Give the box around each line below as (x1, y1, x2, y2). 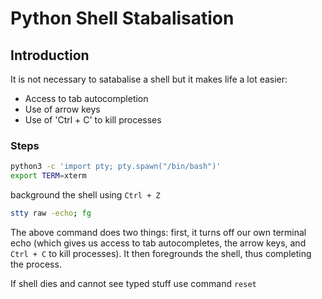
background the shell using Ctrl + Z (10, 189, 161, 201)
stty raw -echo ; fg (10, 208, 92, 219)
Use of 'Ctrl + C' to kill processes (24, 114, 162, 126)
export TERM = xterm (10, 171, 87, 181)
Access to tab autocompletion (24, 93, 149, 104)
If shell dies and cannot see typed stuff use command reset (10, 277, 257, 289)
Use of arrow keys (24, 103, 101, 115)
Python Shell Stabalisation (10, 7, 235, 30)
